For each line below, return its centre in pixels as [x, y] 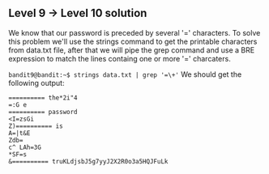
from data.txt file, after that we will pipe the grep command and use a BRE [132, 50]
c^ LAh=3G [25, 147]
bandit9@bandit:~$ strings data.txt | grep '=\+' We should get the [125, 74]
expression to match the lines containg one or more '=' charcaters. [120, 58]
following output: [36, 83]
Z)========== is [36, 126]
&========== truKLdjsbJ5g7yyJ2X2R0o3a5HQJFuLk [88, 161]
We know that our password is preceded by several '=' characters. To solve [134, 32]
